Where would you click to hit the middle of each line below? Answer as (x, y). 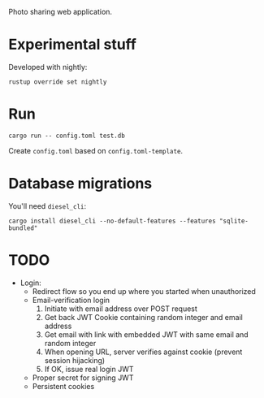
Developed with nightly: (48, 67)
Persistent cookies (63, 386)
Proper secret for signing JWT (83, 378)
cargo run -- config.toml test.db (67, 136)
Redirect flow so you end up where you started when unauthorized (144, 291)
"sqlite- (234, 221)
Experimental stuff (72, 45)
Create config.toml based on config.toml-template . (96, 150)
